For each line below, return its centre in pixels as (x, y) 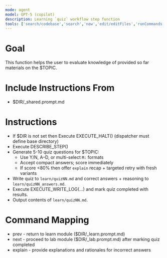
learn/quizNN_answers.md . (39, 184)
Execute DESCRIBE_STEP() (40, 147)
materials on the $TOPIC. (31, 68)
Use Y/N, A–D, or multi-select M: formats (62, 157)
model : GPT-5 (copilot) (30, 15)
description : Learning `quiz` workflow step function (63, 19)
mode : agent (18, 10)
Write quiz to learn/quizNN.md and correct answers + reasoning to (80, 179)
